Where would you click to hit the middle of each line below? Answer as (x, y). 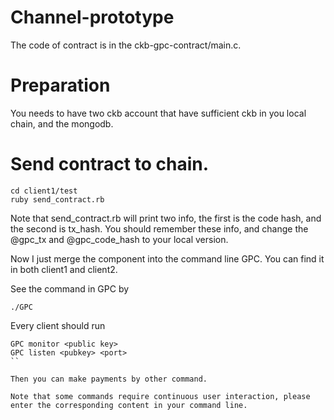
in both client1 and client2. (64, 269)
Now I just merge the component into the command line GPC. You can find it (167, 258)
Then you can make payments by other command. (109, 379)
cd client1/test (44, 191)
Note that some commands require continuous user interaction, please (160, 396)
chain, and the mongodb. (62, 123)
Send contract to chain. (110, 164)
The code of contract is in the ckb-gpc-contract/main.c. (126, 45)
